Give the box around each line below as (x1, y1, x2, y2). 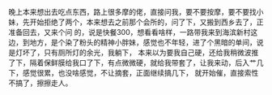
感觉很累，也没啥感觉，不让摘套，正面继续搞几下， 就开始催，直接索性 (22, 68, 259, 77)
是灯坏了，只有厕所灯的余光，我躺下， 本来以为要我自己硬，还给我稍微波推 (8, 48, 259, 57)
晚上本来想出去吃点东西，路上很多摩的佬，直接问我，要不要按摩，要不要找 (8, 7, 257, 16)
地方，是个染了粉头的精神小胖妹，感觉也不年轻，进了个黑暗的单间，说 (29, 37, 264, 47)
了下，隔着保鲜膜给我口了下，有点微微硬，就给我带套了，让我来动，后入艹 (8, 58, 257, 67)
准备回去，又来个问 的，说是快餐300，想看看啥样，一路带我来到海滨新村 (8, 28, 251, 37)
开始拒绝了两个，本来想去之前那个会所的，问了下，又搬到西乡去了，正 (29, 17, 264, 27)
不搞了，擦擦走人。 (8, 78, 73, 88)
